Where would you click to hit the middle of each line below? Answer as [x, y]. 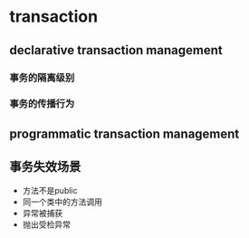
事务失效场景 [45, 167]
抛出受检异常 [46, 224]
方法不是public [50, 190]
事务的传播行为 [42, 104]
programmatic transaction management [124, 133]
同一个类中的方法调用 [62, 202]
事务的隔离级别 [42, 77]
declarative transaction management [116, 50]
